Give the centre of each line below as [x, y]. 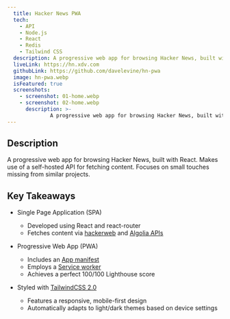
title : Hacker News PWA [47, 13]
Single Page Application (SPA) [59, 213]
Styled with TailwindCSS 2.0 [57, 287]
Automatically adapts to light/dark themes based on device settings [122, 308]
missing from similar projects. [49, 174]
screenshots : [32, 90]
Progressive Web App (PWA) [57, 246]
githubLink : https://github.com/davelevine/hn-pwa [87, 71]
